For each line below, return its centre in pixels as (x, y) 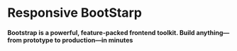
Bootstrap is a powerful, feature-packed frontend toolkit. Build (101, 32)
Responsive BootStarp (75, 13)
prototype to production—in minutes (78, 40)
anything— (213, 32)
